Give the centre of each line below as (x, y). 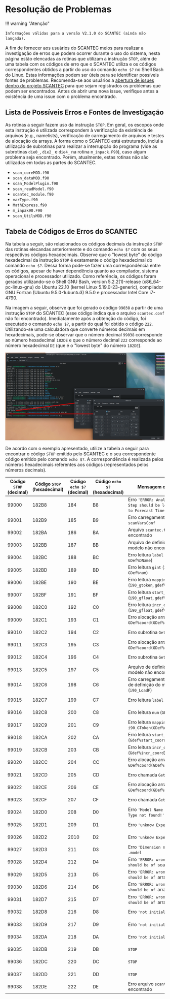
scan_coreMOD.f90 (31, 173)
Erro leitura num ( (145, 712)
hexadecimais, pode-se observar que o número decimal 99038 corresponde (84, 334)
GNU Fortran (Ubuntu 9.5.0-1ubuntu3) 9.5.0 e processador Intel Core (77, 292)
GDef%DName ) (140, 560)
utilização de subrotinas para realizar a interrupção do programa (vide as (81, 146)
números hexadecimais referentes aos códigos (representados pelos (77, 465)
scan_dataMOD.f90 (31, 178)
